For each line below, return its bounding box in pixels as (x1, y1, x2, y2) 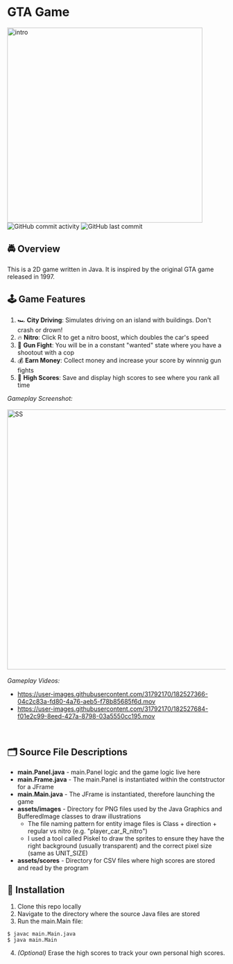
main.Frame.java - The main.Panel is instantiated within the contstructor (17, 775, 225, 784)
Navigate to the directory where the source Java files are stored (17, 910, 200, 918)
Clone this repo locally (17, 902, 82, 911)
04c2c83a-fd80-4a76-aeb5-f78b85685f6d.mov (17, 697, 156, 705)
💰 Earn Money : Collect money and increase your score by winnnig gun (17, 356, 222, 364)
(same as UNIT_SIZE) (27, 849, 88, 857)
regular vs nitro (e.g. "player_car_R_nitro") (27, 827, 148, 836)
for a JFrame (17, 783, 54, 791)
